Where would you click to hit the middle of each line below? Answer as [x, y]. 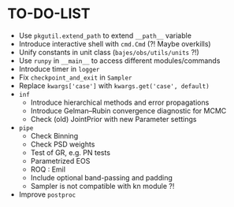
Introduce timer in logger [59, 68]
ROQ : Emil [48, 169]
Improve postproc [47, 194]
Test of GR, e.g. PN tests [71, 152]
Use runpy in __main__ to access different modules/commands [119, 61]
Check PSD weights [63, 144]
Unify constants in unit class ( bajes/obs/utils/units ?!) [109, 52]
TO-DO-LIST [49, 14]
